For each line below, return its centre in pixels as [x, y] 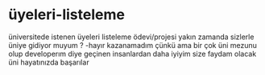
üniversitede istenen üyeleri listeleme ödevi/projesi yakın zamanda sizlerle [131, 37]
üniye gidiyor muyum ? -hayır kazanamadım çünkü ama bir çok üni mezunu [133, 45]
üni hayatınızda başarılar [49, 62]
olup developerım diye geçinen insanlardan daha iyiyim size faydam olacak [132, 53]
